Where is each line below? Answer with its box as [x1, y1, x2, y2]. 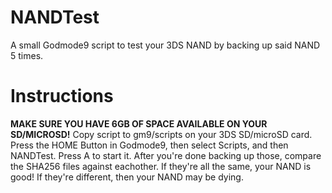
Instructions [10, 85, 114, 108]
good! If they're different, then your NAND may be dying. [10, 171, 244, 183]
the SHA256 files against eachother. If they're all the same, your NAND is [10, 160, 312, 172]
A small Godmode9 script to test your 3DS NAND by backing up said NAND [10, 39, 321, 51]
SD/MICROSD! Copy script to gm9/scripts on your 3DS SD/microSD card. [10, 128, 313, 140]
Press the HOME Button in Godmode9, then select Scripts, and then [10, 139, 289, 151]
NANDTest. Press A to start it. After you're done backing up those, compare [10, 149, 322, 161]
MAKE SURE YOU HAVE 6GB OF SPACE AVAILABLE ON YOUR [10, 117, 268, 130]
